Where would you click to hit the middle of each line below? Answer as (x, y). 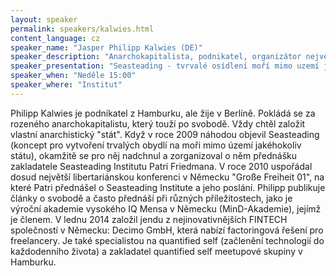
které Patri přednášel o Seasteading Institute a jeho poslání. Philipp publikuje (168, 187)
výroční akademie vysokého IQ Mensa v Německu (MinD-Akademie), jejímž (166, 208)
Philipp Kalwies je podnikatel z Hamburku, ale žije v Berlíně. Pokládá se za (163, 113)
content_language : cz (55, 38)
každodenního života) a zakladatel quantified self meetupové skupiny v (156, 251)
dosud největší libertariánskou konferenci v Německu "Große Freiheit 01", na (167, 177)
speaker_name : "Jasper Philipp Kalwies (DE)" (106, 47)
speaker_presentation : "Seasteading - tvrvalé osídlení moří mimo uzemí (165, 66)
